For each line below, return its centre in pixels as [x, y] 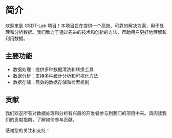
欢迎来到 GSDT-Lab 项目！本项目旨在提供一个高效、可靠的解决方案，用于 [82, 26]
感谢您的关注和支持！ [28, 130]
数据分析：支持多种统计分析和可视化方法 [55, 76]
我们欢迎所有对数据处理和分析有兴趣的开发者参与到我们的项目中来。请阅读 [84, 113]
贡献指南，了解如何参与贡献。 [46, 119]
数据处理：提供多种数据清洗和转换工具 [53, 69]
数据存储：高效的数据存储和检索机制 [51, 82]
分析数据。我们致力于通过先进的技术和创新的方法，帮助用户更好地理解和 [90, 32]
